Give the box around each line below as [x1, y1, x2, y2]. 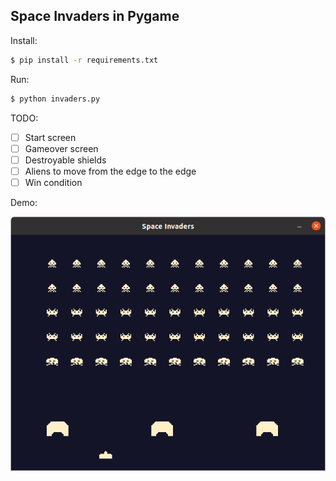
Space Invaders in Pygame [10, 8, 180, 25]
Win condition [24, 176, 83, 188]
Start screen [24, 131, 77, 143]
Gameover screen [24, 142, 99, 154]
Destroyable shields [24, 154, 107, 166]
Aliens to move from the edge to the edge [24, 165, 197, 177]
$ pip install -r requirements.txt [10, 55, 159, 65]
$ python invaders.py [10, 94, 101, 104]
